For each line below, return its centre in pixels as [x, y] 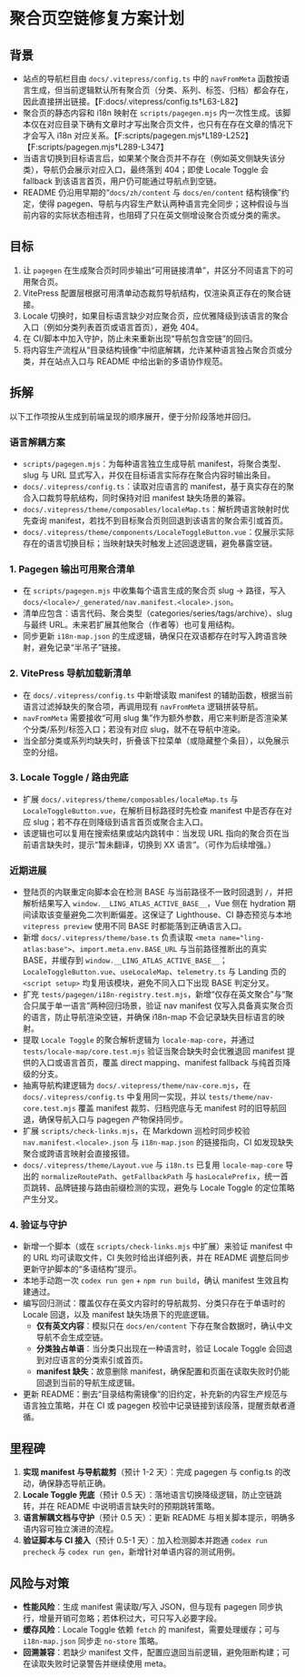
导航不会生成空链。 [72, 1338]
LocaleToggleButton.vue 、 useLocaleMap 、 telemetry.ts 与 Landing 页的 [154, 972]
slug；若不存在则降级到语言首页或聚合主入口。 [121, 822]
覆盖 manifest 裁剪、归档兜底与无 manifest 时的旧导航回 [182, 1108]
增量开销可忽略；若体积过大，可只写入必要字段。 [130, 1618]
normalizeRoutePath [78, 1177]
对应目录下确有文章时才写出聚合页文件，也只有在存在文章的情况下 [170, 124]
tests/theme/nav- [241, 1097]
